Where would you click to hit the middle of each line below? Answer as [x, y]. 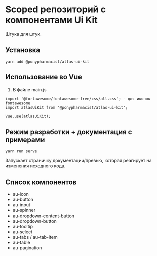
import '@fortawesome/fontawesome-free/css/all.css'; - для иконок [78, 99]
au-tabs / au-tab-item [35, 237]
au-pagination [27, 248]
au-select [23, 232]
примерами [25, 139]
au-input [21, 205]
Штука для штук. [23, 34]
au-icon [21, 194]
